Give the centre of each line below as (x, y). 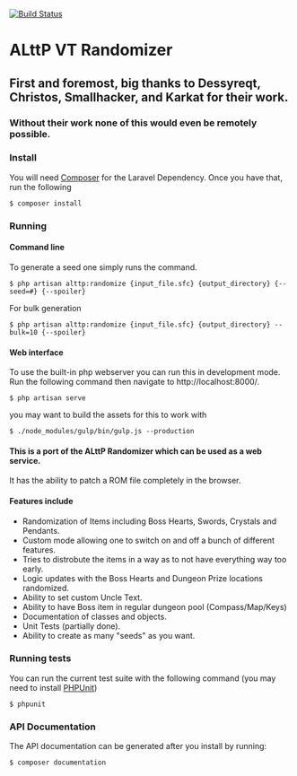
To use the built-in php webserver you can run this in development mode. (145, 372)
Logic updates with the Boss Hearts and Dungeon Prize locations (142, 578)
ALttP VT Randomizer (91, 50)
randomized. (46, 588)
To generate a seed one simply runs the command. (103, 267)
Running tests (40, 658)
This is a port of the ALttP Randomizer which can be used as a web (136, 451)
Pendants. (41, 530)
